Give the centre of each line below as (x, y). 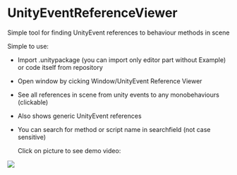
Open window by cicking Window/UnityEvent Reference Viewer (110, 81)
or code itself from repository (60, 67)
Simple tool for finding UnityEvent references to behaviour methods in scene (119, 32)
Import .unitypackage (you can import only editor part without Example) (122, 60)
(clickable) (33, 102)
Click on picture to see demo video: (69, 150)
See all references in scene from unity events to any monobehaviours (119, 95)
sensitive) (32, 137)
